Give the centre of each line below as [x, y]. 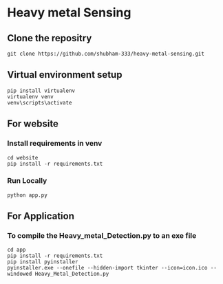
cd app [17, 250]
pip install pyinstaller [43, 262]
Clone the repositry [50, 38]
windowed [20, 274]
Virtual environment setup [65, 75]
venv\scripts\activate [40, 102]
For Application [41, 216]
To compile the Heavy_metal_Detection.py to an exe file [102, 236]
